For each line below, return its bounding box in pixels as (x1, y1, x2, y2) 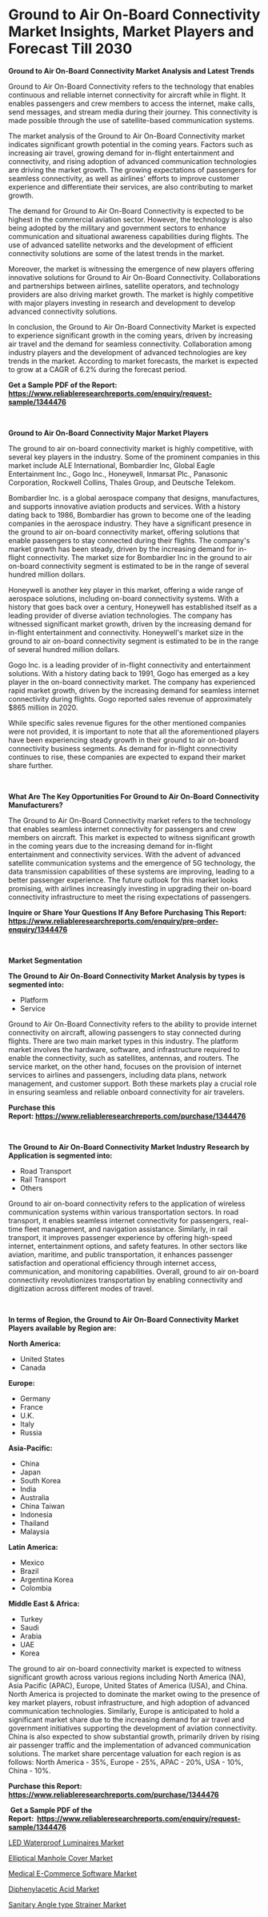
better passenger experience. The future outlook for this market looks (8, 874, 238, 885)
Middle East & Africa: (8, 1599, 80, 1608)
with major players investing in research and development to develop (8, 298, 236, 307)
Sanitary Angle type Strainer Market (8, 1899, 126, 1909)
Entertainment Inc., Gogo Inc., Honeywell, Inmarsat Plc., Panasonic (8, 469, 228, 478)
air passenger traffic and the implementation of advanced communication (8, 1740, 251, 1750)
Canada (19, 1363, 46, 1372)
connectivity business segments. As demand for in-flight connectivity (8, 743, 238, 753)
